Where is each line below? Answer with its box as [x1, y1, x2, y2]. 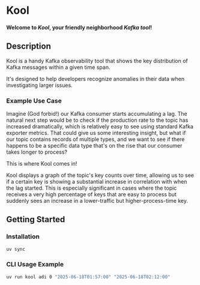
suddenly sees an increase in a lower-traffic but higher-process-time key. [6, 197, 188, 204]
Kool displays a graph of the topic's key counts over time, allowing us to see [6, 172, 194, 179]
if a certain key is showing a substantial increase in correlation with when [6, 178, 187, 185]
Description [6, 41, 51, 52]
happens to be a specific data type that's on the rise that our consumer [6, 142, 183, 149]
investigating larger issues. [6, 82, 73, 89]
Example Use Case [6, 97, 62, 105]
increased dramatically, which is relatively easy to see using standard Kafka [6, 122, 194, 130]
